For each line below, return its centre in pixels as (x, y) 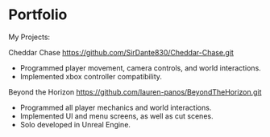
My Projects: (29, 37)
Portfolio (38, 15)
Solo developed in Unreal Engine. (75, 124)
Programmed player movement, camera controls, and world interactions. (141, 68)
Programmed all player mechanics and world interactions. (116, 107)
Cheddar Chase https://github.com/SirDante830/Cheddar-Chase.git (121, 52)
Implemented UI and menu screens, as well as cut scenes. (116, 116)
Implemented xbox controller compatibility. (91, 76)
